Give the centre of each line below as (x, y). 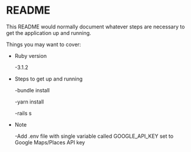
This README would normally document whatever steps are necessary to (95, 27)
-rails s (23, 113)
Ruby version (31, 56)
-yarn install (29, 102)
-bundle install (32, 90)
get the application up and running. (49, 33)
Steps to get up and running (49, 79)
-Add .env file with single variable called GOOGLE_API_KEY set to (94, 136)
